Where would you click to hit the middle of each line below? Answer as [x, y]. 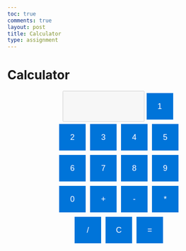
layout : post [27, 27]
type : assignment [33, 40]
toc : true [22, 14]
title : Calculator [34, 34]
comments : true [30, 21]
